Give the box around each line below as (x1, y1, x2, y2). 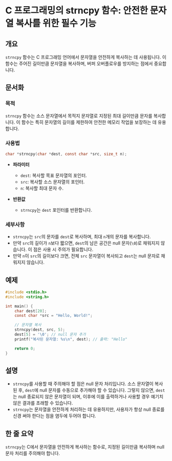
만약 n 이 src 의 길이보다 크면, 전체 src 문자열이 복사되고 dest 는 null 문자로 (12, 253, 160, 259)
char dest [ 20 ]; (14, 308, 47, 313)
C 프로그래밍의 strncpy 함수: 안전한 (5, 5, 148, 16)
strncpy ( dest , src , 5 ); (14, 327, 66, 332)
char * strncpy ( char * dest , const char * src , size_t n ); (5, 151, 127, 156)
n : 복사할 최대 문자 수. (20, 185, 64, 191)
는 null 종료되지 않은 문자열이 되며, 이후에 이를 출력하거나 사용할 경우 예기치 (12, 393, 164, 400)
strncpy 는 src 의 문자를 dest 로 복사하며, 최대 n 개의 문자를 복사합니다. (12, 234, 151, 240)
